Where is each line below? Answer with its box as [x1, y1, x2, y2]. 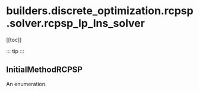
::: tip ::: [6, 47, 25, 54]
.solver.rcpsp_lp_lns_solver [6, 17, 146, 30]
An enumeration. [6, 80, 47, 87]
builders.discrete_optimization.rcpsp [6, 4, 194, 18]
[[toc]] [6, 36, 22, 43]
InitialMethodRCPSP [6, 65, 83, 75]
